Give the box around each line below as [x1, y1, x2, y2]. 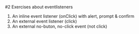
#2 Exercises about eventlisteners [5, 4, 73, 10]
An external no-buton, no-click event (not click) [12, 23, 107, 29]
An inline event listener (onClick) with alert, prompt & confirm [12, 13, 135, 19]
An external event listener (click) [12, 19, 77, 24]
